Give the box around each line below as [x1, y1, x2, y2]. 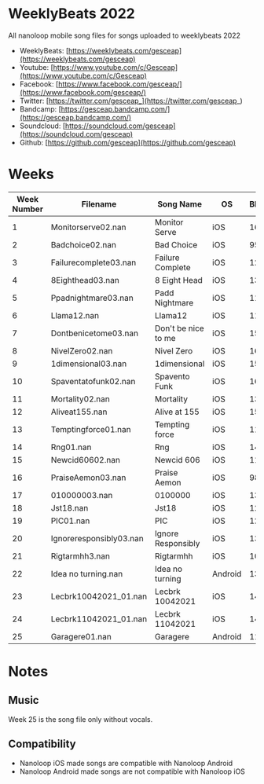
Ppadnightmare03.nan [50, 292, 134, 303]
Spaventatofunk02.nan [50, 376, 136, 387]
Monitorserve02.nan [50, 222, 126, 233]
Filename [81, 198, 117, 209]
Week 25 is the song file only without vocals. [8, 714, 153, 724]
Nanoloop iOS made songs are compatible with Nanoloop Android [19, 758, 233, 768]
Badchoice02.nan [50, 239, 116, 250]
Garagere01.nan [50, 631, 112, 642]
